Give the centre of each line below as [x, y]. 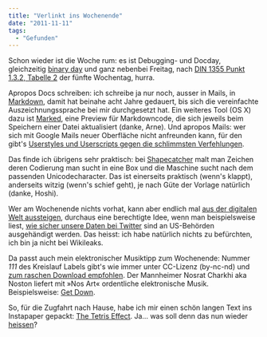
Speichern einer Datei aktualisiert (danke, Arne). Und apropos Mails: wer [127, 127]
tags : [17, 30]
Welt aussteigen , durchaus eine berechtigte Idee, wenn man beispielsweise [132, 217]
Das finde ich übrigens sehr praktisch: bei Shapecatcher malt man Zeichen [131, 160]
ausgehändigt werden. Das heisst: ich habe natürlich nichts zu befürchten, [130, 234]
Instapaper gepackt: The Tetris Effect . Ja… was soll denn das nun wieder [128, 316]
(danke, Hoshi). [33, 193]
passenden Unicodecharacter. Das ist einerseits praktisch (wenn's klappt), [131, 176]
